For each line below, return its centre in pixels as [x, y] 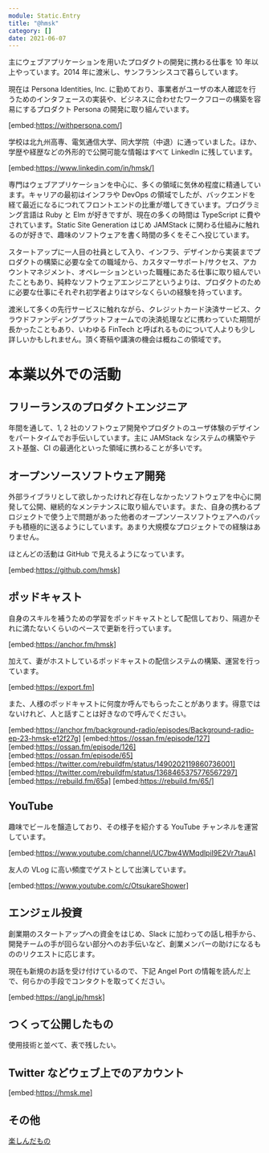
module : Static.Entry [45, 16]
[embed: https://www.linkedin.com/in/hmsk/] [82, 168]
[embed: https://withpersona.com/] [65, 125]
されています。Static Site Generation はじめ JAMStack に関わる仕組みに [127, 225]
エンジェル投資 [45, 913]
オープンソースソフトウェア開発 [87, 476]
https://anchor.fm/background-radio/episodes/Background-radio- [145, 729]
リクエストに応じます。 [61, 954]
